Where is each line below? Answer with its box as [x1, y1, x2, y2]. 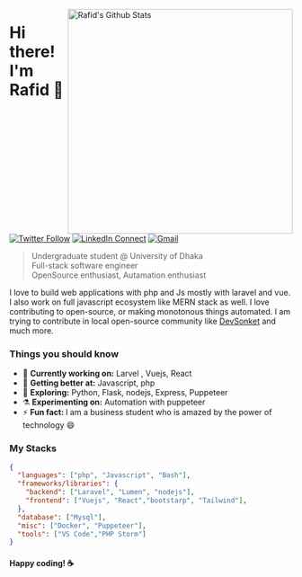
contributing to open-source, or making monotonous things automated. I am [9, 306, 291, 316]
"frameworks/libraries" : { [17, 479, 119, 489]
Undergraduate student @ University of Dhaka [31, 251, 204, 261]
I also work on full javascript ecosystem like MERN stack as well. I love [9, 297, 270, 307]
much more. [9, 325, 54, 336]
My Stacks [9, 442, 57, 455]
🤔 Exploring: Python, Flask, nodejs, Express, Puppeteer [22, 387, 228, 398]
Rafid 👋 [9, 80, 65, 101]
